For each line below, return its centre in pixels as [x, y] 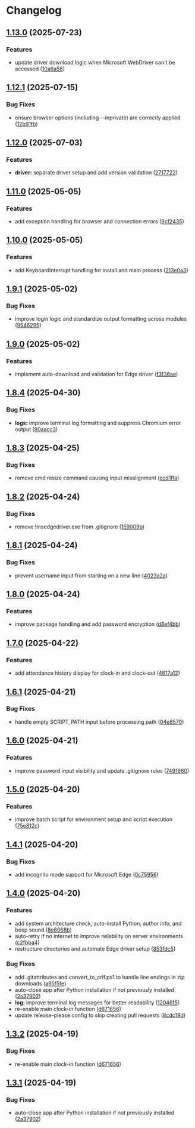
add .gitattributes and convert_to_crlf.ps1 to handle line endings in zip [100, 977]
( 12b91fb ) [26, 124]
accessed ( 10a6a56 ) [40, 69]
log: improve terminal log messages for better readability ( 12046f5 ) [97, 1002]
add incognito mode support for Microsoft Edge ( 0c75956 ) [87, 874]
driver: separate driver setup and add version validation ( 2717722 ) [96, 173]
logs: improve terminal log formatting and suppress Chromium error [98, 423]
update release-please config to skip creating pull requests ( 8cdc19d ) [100, 1015]
